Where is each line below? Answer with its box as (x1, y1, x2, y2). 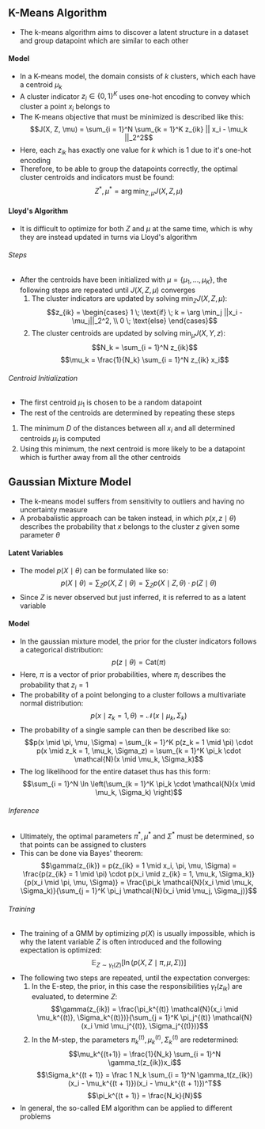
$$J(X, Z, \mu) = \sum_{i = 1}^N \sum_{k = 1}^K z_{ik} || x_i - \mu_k (30, 124, 248, 134)
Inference (8, 805, 40, 815)
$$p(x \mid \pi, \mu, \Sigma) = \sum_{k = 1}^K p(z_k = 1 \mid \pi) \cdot (25, 738, 253, 747)
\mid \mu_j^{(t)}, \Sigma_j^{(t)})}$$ (94, 1021, 209, 1031)
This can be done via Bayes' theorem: (19, 848, 144, 857)
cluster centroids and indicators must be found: (19, 172, 175, 181)
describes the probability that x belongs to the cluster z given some (19, 522, 240, 531)
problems (19, 1112, 51, 1121)
